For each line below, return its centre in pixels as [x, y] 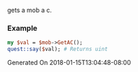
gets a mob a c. [30, 10]
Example [22, 28]
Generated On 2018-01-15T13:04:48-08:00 [69, 63]
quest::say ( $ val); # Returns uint [58, 49]
